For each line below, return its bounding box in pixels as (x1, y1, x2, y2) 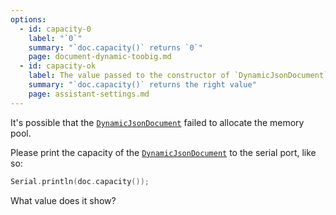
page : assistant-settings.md (28, 89, 150, 99)
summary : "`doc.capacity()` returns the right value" (28, 80, 257, 90)
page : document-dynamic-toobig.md (28, 52, 172, 62)
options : (10, 14, 47, 25)
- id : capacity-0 (19, 24, 92, 34)
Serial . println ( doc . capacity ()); (10, 176, 150, 186)
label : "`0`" (28, 33, 83, 43)
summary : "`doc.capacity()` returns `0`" (28, 42, 203, 53)
